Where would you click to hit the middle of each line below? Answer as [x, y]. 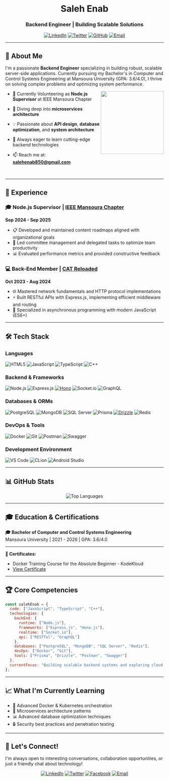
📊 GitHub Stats [30, 481]
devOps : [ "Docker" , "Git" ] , [44, 651]
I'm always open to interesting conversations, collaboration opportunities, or [84, 758]
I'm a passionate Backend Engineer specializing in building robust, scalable [84, 68]
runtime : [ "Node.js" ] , [42, 623]
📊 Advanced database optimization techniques [62, 716]
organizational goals [33, 237]
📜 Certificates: [21, 554]
